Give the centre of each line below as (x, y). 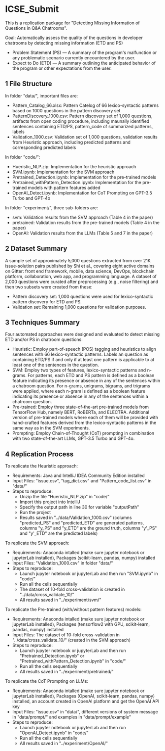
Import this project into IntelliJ (50, 502)
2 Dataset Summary (36, 249)
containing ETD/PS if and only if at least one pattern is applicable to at (83, 360)
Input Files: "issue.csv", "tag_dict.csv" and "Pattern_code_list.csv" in (82, 481)
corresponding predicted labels (44, 147)
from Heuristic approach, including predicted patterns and (71, 142)
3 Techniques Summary (43, 322)
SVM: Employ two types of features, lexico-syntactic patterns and (79, 370)
